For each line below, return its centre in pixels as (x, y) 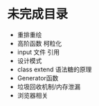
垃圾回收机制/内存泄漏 (49, 87)
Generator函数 (38, 78)
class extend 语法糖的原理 (54, 69)
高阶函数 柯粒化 (39, 43)
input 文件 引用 (38, 52)
